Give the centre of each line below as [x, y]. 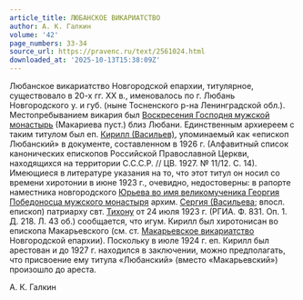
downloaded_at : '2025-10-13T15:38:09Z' [85, 60]
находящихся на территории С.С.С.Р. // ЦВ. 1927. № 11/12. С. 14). [133, 163]
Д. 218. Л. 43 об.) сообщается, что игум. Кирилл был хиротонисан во [144, 221]
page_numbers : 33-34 [49, 43]
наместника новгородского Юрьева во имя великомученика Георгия [145, 192]
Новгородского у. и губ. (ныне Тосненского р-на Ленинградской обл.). [147, 105]
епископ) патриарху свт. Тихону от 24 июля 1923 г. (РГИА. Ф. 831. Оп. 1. [149, 211]
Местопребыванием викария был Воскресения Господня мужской [140, 115]
